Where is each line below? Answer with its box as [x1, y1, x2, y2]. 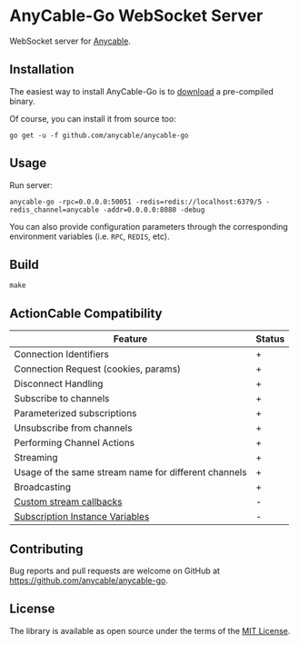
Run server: [9, 179, 53, 191]
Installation [9, 62, 75, 77]
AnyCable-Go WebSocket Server [9, 5, 264, 26]
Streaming [14, 451, 58, 464]
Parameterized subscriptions [14, 407, 137, 420]
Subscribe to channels [14, 392, 110, 405]
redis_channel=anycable [9, 205, 100, 214]
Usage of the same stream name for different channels [14, 466, 247, 479]
